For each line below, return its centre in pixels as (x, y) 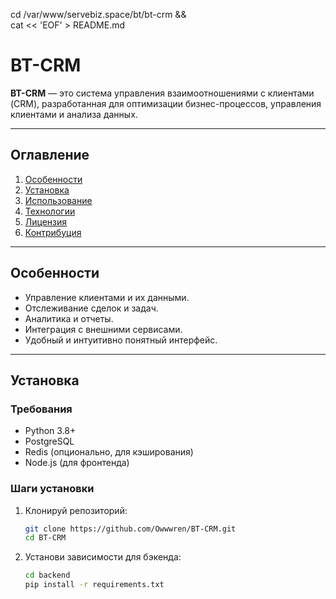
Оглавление (50, 155)
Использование (58, 200)
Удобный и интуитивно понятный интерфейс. (121, 340)
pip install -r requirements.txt (94, 585)
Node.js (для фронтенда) (77, 463)
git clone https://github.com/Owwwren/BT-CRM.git (130, 529)
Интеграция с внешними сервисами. (103, 329)
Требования (41, 409)
